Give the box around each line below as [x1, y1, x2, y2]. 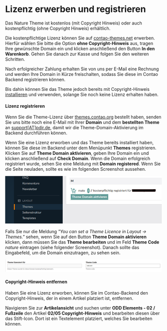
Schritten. [5, 56, 25, 62]
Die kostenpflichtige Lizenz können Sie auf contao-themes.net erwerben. [5, 35, 155, 41]
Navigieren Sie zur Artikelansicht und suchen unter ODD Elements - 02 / [5, 305, 156, 311]
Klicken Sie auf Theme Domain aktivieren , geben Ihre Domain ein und [5, 150, 149, 156]
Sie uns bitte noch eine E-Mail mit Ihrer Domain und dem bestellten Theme [5, 119, 160, 125]
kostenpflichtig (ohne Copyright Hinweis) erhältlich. [5, 25, 111, 31]
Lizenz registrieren [5, 103, 45, 109]
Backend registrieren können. [5, 76, 66, 82]
